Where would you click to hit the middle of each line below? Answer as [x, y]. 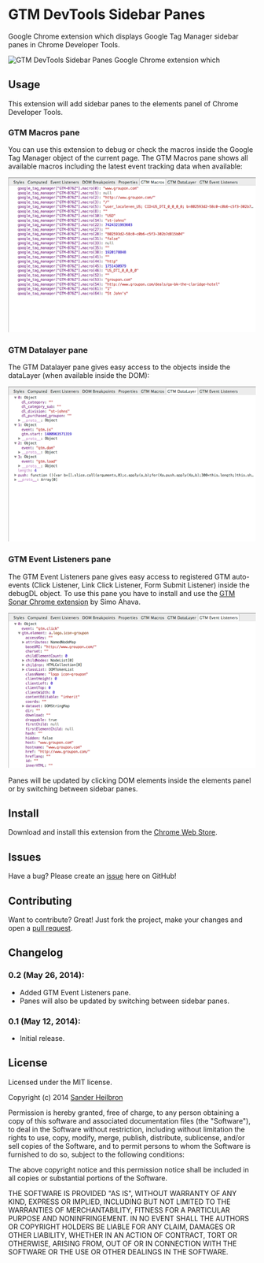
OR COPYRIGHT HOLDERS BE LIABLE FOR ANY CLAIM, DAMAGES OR [122, 1227]
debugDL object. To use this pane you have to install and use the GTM [122, 593]
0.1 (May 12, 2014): [44, 1021]
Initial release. [42, 1039]
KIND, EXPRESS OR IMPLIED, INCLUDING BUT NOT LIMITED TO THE [119, 1202]
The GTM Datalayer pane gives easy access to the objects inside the [119, 367]
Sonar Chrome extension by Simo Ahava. [75, 602]
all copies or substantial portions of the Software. [88, 1178]
